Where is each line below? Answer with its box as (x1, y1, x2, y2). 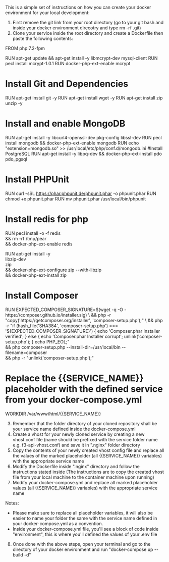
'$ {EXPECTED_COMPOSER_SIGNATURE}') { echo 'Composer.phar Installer (5, 328, 160, 334)
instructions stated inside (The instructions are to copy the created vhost (12, 469, 164, 475)
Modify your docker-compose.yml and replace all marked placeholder (12, 479, 158, 485)
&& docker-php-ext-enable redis (5, 241, 73, 247)
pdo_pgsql (5, 156, 27, 162)
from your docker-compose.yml (5, 394, 142, 405)
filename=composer (5, 349, 47, 355)
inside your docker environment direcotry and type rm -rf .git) (12, 25, 141, 31)
